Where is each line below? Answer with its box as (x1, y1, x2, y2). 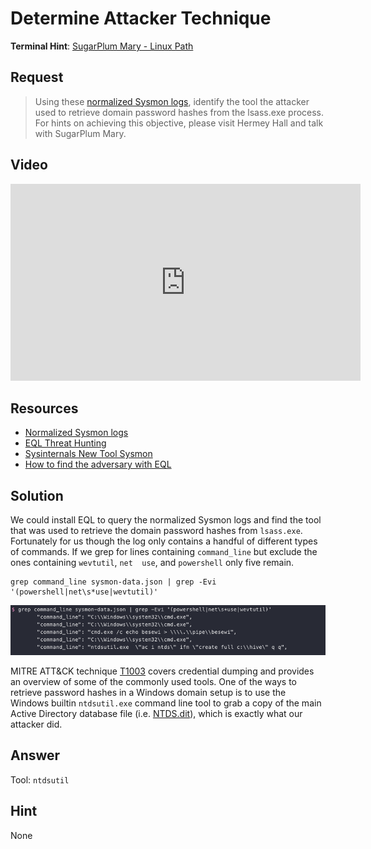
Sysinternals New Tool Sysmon (24, 448, 153, 460)
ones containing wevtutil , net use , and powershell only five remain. (10, 557, 295, 569)
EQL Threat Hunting (24, 437, 107, 449)
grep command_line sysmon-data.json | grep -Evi (10, 577, 217, 587)
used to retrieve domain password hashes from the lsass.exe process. (34, 106, 325, 118)
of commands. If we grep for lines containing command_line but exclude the (10, 546, 318, 558)
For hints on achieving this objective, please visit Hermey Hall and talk (34, 117, 324, 129)
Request (10, 69, 64, 86)
